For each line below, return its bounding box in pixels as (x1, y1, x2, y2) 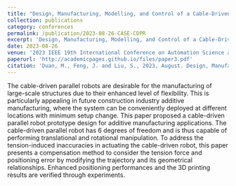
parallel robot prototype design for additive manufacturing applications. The (7, 118, 227, 127)
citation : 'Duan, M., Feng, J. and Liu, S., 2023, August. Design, (7, 62, 209, 69)
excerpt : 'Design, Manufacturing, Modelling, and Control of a (7, 36, 197, 43)
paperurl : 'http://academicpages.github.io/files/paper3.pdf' (7, 56, 193, 63)
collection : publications (7, 17, 83, 24)
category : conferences (7, 23, 74, 30)
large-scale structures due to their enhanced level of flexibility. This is (7, 89, 209, 97)
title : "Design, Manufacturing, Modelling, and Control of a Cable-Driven (7, 10, 231, 17)
